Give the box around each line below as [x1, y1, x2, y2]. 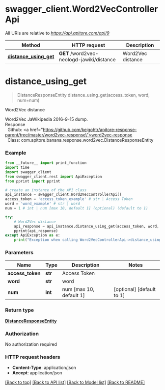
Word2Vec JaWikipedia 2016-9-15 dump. [5, 116, 88, 122]
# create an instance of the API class [5, 187, 87, 192]
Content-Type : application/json [12, 364, 76, 371]
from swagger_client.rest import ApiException [5, 174, 102, 179]
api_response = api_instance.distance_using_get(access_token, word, [14, 224, 160, 229]
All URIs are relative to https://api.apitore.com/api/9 [5, 30, 110, 36]
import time [5, 165, 29, 170]
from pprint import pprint [5, 179, 60, 183]
